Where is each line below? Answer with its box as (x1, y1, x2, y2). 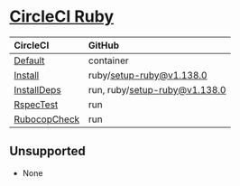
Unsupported (9, 144, 86, 159)
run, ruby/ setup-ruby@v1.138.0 (88, 83, 226, 96)
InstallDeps (14, 83, 61, 96)
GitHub (88, 39, 120, 51)
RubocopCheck (14, 113, 80, 126)
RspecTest (14, 98, 59, 110)
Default (14, 54, 45, 67)
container (88, 54, 129, 67)
